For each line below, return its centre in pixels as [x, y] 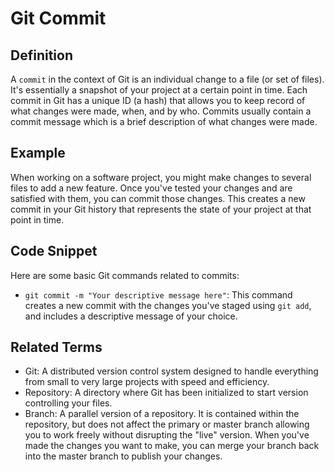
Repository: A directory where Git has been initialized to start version [166, 393]
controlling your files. [68, 403]
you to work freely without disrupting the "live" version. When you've [167, 435]
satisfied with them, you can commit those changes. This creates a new [158, 198]
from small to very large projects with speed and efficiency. [147, 382]
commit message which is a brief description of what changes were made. [164, 121]
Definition [41, 55]
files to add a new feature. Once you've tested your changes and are [151, 188]
